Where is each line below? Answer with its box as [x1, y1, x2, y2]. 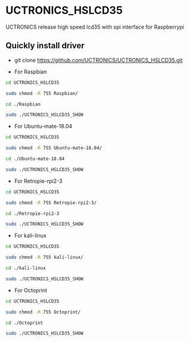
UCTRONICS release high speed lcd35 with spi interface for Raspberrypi [5, 23, 185, 30]
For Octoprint [14, 286, 47, 294]
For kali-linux [14, 232, 47, 239]
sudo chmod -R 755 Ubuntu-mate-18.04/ [5, 145, 102, 151]
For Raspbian [14, 68, 47, 75]
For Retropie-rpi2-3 [14, 177, 63, 184]
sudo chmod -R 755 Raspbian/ [5, 90, 78, 96]
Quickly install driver [5, 41, 85, 51]
